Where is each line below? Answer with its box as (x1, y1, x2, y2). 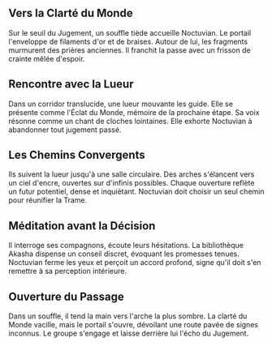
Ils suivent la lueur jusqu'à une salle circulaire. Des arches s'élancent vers (8, 169, 255, 179)
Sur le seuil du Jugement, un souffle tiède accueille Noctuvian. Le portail (8, 28, 252, 37)
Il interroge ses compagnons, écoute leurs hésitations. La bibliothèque (8, 241, 244, 250)
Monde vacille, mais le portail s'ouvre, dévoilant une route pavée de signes (8, 320, 258, 330)
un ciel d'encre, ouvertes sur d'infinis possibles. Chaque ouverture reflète (8, 178, 255, 188)
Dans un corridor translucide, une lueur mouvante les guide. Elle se (8, 99, 234, 109)
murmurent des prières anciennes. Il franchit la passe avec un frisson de (8, 45, 251, 55)
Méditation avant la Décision (8, 219, 156, 233)
